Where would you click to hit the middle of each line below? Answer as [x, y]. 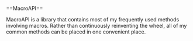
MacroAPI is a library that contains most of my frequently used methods [93, 19]
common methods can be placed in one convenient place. [76, 32]
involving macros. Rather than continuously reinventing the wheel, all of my [96, 26]
